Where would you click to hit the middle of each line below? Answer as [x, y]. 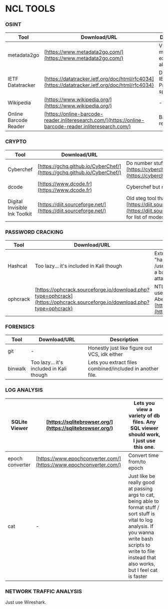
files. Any [144, 422]
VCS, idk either [105, 354]
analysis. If [141, 526]
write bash [141, 538]
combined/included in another [123, 369]
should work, [144, 434]
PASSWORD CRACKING [34, 232]
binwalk [17, 369]
